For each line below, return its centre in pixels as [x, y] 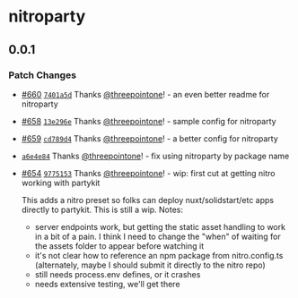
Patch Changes [43, 75]
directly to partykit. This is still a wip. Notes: [102, 209]
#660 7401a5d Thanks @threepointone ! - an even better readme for [145, 94]
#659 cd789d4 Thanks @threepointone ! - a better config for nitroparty [150, 138]
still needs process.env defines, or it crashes [118, 274]
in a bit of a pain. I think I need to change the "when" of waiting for [158, 236]
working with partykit [61, 183]
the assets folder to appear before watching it [119, 246]
